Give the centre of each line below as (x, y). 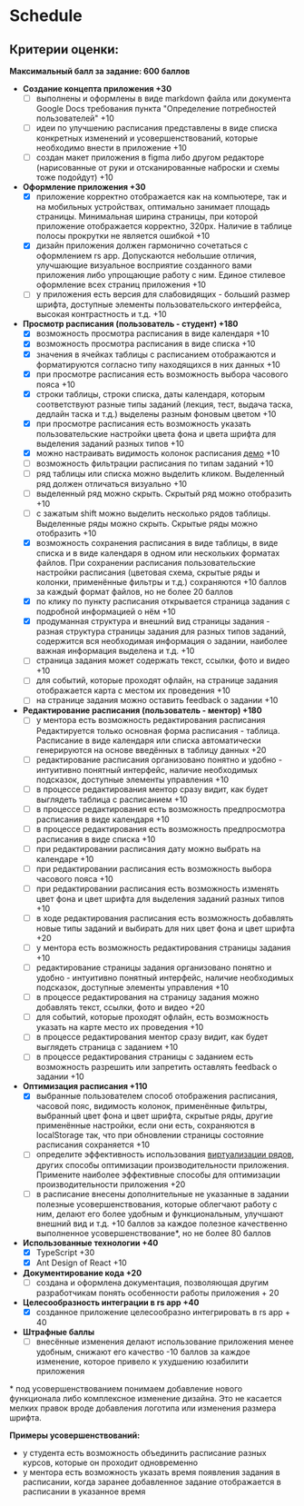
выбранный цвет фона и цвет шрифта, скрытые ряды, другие (155, 1116)
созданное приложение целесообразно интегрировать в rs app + (163, 1312)
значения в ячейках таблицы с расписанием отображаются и (156, 354)
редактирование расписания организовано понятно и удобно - (159, 759)
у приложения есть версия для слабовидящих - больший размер (163, 294)
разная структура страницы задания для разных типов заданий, (161, 631)
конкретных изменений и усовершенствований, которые (147, 138)
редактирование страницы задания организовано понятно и (154, 967)
